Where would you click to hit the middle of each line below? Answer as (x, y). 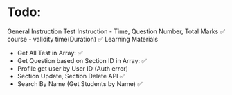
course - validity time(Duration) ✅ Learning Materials (82, 39)
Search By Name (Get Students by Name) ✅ (80, 83)
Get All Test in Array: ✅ (50, 53)
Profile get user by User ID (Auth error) (72, 68)
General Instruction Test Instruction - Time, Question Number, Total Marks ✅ (116, 31)
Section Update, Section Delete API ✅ (71, 76)
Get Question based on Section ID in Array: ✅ (82, 60)
